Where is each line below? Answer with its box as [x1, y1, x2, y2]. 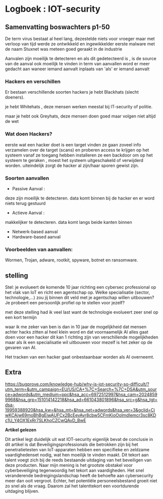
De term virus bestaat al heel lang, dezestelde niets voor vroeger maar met [5, 36, 155, 41]
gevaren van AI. [5, 345, 36, 350]
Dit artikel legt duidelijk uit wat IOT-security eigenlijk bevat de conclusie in [5, 436, 153, 442]
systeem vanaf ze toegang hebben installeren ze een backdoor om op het [5, 152, 153, 158]
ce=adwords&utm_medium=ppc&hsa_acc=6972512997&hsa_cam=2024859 [5, 391, 158, 397]
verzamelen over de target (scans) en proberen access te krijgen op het [5, 147, 149, 153]
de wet [5, 119, 19, 124]
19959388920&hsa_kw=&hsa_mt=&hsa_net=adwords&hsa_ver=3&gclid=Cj [5, 407, 155, 413]
